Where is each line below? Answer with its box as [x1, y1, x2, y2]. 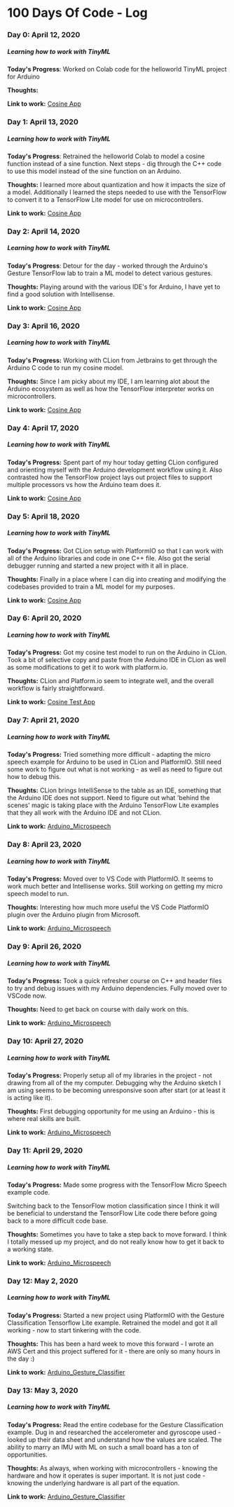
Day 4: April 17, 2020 [7, 422, 79, 432]
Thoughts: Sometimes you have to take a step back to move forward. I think [7, 1230, 228, 1238]
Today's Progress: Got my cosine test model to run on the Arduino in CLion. [7, 648, 228, 656]
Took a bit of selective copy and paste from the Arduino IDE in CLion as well [7, 656, 226, 664]
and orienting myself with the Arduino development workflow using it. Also [7, 465, 223, 474]
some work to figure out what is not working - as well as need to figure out [7, 765, 223, 773]
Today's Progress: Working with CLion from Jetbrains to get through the [7, 356, 217, 364]
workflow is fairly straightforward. [7, 684, 105, 693]
